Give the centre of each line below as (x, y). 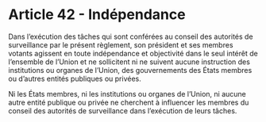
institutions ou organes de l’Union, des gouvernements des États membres (130, 70)
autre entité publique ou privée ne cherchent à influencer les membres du (129, 102)
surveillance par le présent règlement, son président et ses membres (121, 44)
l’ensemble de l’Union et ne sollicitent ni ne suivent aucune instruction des (129, 62)
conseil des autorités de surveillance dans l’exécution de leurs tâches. (123, 111)
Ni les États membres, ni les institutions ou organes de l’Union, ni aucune (127, 93)
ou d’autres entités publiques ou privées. (75, 78)
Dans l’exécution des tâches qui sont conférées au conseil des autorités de (131, 36)
